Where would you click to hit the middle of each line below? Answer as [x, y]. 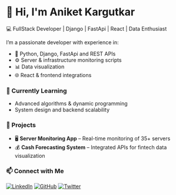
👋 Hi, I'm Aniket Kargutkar [71, 12]
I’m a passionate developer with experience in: [62, 42]
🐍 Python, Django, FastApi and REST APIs [65, 54]
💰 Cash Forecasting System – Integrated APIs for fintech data [91, 147]
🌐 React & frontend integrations [53, 75]
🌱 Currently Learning [36, 91]
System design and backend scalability [62, 110]
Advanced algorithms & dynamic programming [71, 104]
